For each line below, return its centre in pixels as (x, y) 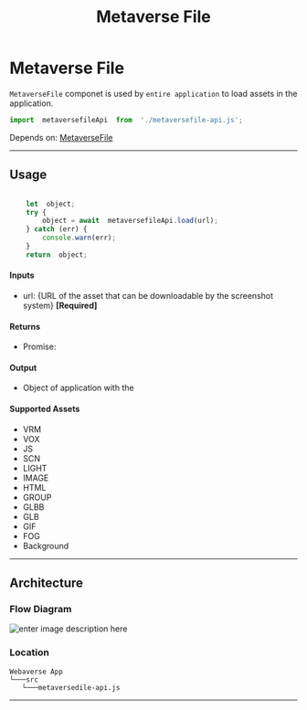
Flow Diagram (41, 609)
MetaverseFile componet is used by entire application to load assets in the (153, 93)
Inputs (22, 275)
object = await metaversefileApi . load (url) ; (131, 221)
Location (30, 652)
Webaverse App (37, 672)
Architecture (47, 583)
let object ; (51, 204)
